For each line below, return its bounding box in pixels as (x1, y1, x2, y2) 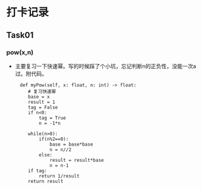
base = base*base (49, 141, 94, 147)
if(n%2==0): (38, 136, 69, 142)
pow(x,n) (6, 48, 34, 56)
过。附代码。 (15, 70, 47, 77)
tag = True (38, 115, 67, 121)
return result (28, 178, 64, 184)
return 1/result (38, 173, 80, 179)
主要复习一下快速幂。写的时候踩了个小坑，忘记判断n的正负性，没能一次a (15, 62, 197, 69)
